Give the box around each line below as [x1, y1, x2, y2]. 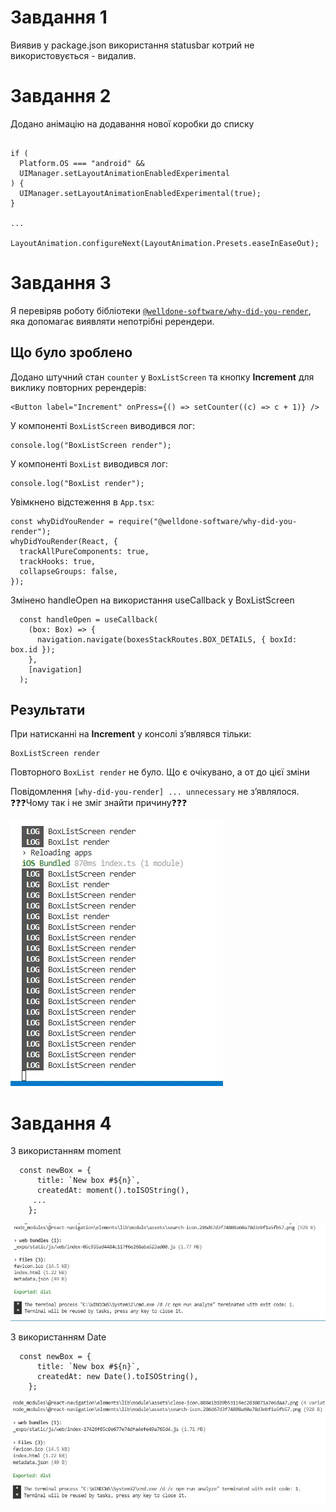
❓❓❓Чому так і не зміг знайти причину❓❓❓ [10, 797, 188, 809]
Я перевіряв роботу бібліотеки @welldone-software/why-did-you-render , [10, 304, 312, 316]
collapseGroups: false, [19, 566, 118, 576]
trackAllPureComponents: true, [19, 546, 150, 556]
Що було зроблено [10, 344, 133, 361]
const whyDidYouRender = [10, 516, 114, 526]
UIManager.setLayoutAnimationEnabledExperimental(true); [19, 188, 262, 198]
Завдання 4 [10, 1112, 112, 1135]
